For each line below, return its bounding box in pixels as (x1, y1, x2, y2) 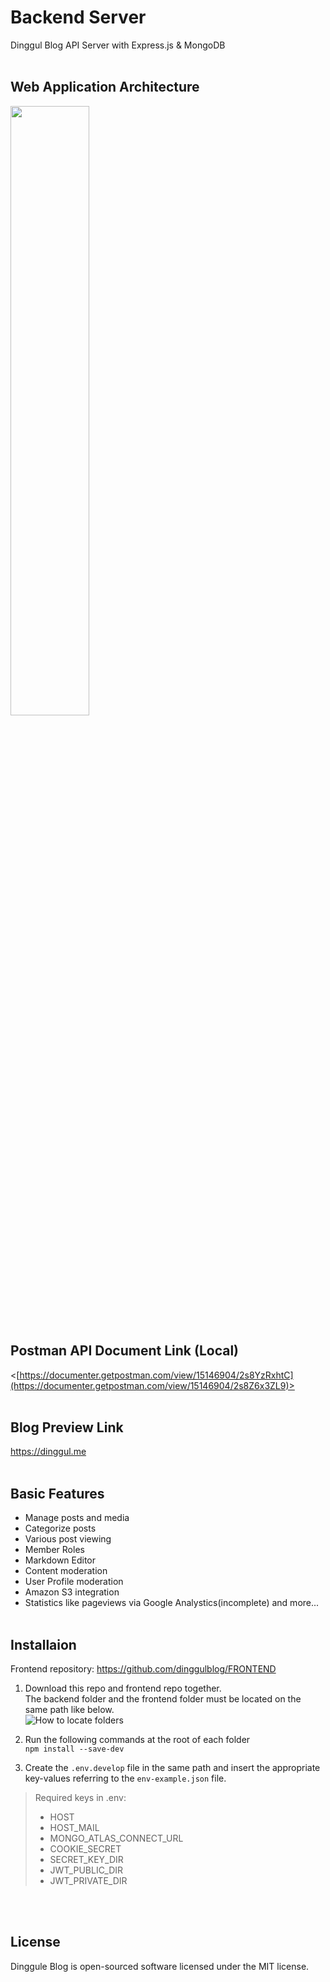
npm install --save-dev (24, 1744, 125, 1754)
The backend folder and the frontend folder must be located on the (24, 1693, 302, 1705)
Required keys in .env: (34, 1792, 127, 1803)
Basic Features (10, 1485, 105, 1502)
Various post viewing (24, 1533, 112, 1545)
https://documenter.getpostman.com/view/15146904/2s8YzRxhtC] (19, 1369, 294, 1381)
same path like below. (24, 1704, 115, 1715)
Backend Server (10, 6, 147, 29)
